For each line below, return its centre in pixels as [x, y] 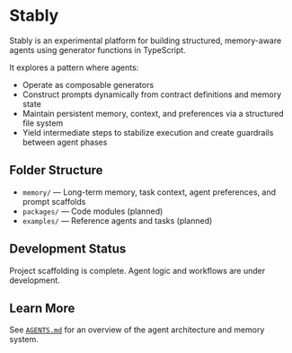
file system [43, 123]
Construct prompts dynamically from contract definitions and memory [152, 94]
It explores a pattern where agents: [74, 67]
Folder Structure [56, 170]
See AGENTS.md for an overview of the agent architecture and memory [137, 330]
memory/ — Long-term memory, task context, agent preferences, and [149, 192]
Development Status [68, 249]
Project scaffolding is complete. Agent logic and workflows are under [137, 270]
